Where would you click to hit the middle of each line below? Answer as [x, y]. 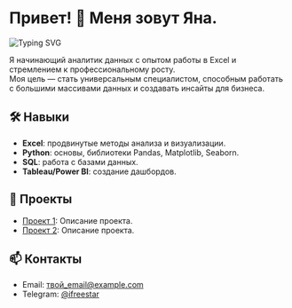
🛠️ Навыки [39, 118]
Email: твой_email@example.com [83, 285]
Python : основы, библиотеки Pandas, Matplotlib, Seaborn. [130, 152]
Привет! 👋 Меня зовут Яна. [113, 18]
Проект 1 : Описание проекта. [77, 220]
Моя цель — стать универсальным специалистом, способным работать [146, 78]
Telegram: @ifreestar [61, 294]
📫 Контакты [46, 259]
